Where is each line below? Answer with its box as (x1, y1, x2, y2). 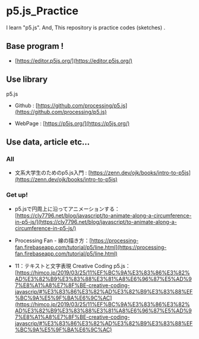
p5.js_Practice (6, 4, 79, 18)
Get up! (6, 191, 28, 199)
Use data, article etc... (6, 137, 90, 147)
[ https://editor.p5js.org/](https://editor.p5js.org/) (14, 57, 132, 64)
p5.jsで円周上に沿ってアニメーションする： (14, 205, 120, 212)
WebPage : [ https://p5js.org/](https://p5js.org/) (14, 119, 130, 127)
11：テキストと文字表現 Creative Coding (14, 262, 113, 269)
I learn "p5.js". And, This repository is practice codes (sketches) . (6, 24, 166, 31)
